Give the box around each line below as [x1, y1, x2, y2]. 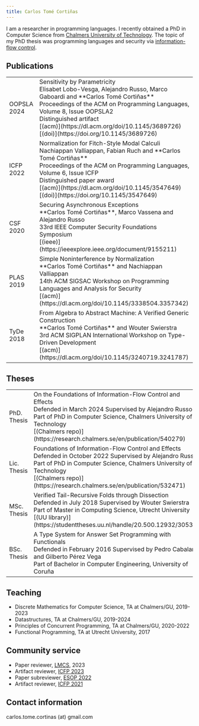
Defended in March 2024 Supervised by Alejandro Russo [33, 405, 192, 414]
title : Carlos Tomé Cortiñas [6, 8, 78, 15]
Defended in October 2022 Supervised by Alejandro [33, 452, 179, 460]
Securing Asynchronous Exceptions [39, 201, 139, 209]
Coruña [33, 567, 54, 575]
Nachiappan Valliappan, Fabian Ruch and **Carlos [39, 146, 181, 155]
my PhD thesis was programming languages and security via [6, 37, 154, 44]
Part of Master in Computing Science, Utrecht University [33, 506, 190, 514]
